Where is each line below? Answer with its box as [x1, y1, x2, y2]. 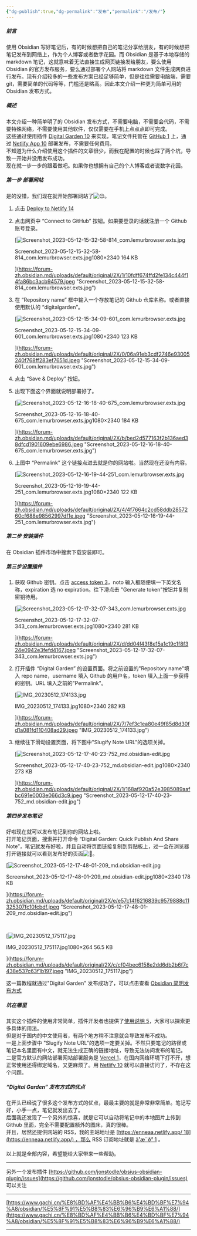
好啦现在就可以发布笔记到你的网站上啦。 [6, 828, 104, 835]
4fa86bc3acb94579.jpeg [14, 278, 75, 285]
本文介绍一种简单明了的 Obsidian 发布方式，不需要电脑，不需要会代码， [6, 118, 180, 125]
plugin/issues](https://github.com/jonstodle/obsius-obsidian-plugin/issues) [6, 1175, 188, 1182]
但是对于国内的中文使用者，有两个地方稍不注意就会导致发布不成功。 [6, 1032, 171, 1039]
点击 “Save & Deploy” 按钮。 [14, 375, 83, 382]
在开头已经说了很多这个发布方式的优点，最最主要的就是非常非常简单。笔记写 [6, 1099, 191, 1106]
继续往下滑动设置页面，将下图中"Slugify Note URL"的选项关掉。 [14, 739, 169, 746]
